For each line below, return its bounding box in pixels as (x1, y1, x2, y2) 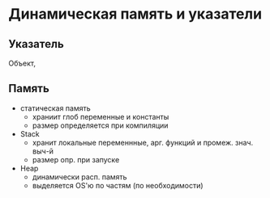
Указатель (8, 37, 65, 51)
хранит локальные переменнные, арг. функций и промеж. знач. (32, 137, 254, 147)
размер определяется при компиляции (32, 120, 169, 130)
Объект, (8, 58, 36, 68)
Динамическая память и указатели (8, 5, 262, 23)
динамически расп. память (32, 171, 127, 182)
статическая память (19, 103, 91, 113)
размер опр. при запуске (32, 154, 120, 164)
